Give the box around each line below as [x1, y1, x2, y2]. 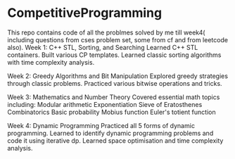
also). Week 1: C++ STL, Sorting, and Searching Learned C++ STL [7, 43, 198, 51]
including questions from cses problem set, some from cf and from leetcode [7, 35, 229, 44]
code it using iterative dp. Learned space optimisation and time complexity [7, 136, 224, 145]
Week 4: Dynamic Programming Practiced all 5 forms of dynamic [7, 121, 196, 129]
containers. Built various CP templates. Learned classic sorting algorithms [7, 51, 222, 59]
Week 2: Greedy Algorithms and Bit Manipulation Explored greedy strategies [7, 72, 229, 80]
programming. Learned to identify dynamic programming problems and [7, 129, 214, 137]
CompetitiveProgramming [7, 5, 163, 21]
